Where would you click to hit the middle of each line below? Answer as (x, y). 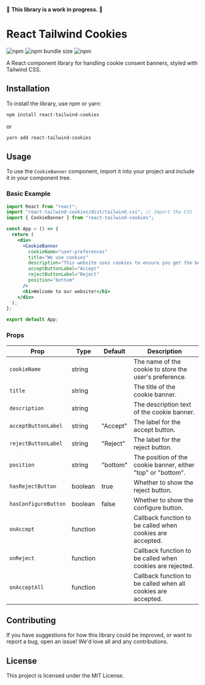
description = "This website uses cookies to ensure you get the (110, 263)
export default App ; (33, 320)
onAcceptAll (27, 587)
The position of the (160, 457)
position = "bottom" (52, 280)
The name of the (157, 361)
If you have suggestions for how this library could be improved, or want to (99, 635)
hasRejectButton (33, 486)
